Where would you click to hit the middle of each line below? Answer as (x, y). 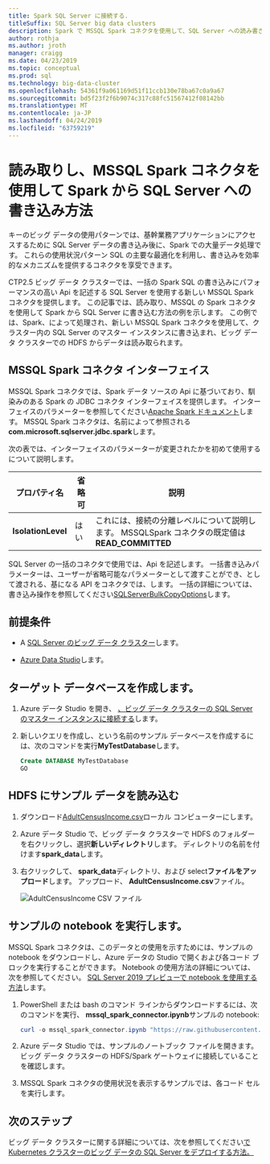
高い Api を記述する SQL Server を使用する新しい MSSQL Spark (149, 292)
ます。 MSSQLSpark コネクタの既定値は (171, 532)
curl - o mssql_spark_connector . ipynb (83, 1029)
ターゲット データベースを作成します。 (104, 688)
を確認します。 (45, 1066)
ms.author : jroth (37, 46)
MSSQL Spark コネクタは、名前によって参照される (107, 421)
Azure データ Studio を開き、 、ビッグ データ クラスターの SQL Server (136, 709)
